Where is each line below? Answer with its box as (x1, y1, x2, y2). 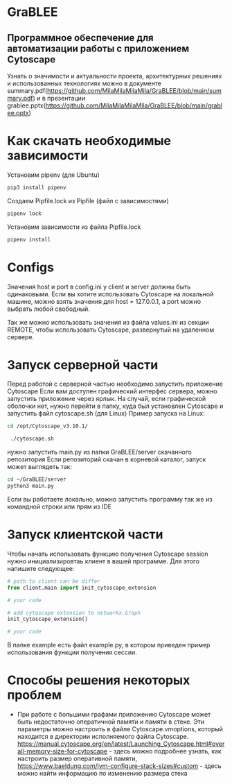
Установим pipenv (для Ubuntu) (7, 171, 100, 179)
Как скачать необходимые (7, 133, 172, 149)
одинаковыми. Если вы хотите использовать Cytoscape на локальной (7, 289, 214, 298)
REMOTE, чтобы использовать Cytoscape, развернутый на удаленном (7, 325, 215, 334)
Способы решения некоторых (7, 672, 190, 688)
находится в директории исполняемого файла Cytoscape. (17, 733, 189, 741)
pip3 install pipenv (7, 184, 67, 191)
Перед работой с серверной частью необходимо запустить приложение (7, 380, 224, 389)
